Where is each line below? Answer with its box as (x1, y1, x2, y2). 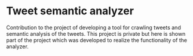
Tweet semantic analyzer (6, 4, 134, 18)
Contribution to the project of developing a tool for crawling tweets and (6, 24, 181, 31)
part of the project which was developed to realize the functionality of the (6, 36, 187, 43)
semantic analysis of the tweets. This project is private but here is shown (6, 30, 186, 37)
